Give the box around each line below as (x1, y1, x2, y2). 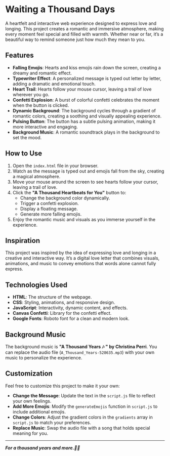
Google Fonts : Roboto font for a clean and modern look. (12, 315, 130, 322)
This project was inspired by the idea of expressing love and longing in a (5, 250, 156, 256)
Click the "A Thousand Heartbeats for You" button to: (12, 189, 126, 195)
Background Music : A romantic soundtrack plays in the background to (12, 129, 160, 135)
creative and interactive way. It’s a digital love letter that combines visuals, (5, 255, 160, 261)
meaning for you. (12, 430, 49, 436)
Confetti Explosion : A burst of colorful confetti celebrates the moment (12, 97, 159, 103)
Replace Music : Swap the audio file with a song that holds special (12, 425, 150, 431)
